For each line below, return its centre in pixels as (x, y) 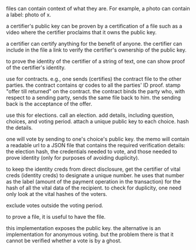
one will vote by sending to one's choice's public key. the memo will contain (98, 139)
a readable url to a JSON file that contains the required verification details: (96, 145)
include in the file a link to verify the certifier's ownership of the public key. (96, 50)
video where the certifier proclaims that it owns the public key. (82, 32)
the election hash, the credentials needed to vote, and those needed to (92, 151)
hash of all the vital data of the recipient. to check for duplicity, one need (94, 188)
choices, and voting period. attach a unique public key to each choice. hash (97, 121)
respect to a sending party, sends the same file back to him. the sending (93, 97)
